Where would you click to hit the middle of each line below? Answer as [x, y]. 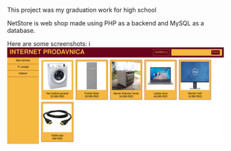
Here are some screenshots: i [49, 44]
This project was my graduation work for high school [82, 10]
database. [21, 31]
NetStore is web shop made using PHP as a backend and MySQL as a [106, 23]
